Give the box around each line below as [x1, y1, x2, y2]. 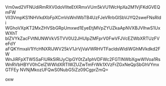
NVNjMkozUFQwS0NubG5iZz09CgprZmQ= [19, 67, 109, 73]
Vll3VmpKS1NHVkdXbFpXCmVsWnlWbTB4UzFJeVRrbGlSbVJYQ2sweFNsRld [5, 15, 162, 20]
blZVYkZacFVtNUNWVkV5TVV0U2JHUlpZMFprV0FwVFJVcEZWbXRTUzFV [5, 35, 160, 41]
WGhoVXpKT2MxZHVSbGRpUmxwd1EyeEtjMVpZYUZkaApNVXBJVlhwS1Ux [5, 25, 161, 31]
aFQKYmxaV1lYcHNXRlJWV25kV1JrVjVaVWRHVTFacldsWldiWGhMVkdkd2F [5, 46, 161, 52]
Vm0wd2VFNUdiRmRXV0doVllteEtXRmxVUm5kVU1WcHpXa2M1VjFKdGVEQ [5, 4, 160, 10]
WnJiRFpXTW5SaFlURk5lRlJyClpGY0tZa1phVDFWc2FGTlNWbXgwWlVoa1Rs [5, 57, 161, 62]
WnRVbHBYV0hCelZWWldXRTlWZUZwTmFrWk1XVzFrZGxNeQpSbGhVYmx [5, 61, 160, 67]
